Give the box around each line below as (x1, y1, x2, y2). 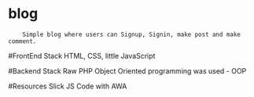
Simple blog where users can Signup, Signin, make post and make (22, 31, 241, 38)
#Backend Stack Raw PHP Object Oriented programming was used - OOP (8, 66, 247, 75)
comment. (8, 37, 37, 45)
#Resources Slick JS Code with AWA (8, 81, 127, 91)
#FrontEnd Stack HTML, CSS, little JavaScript (8, 51, 156, 60)
